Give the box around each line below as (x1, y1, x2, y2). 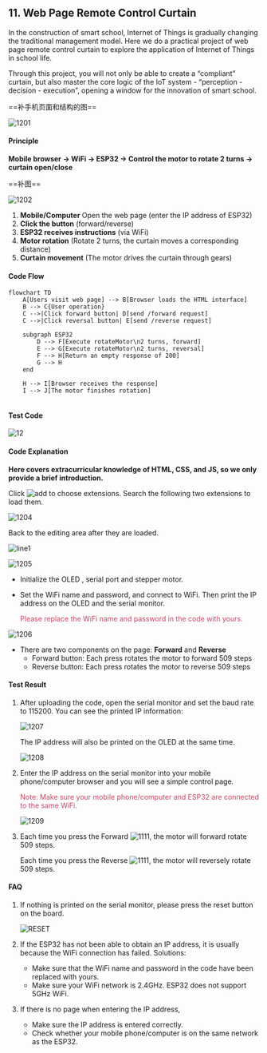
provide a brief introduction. (8, 473, 104, 483)
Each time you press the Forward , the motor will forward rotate (19, 831, 247, 841)
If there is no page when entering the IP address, (19, 1004, 181, 1014)
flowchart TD (8, 289, 52, 297)
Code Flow (8, 271, 45, 280)
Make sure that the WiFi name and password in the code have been (31, 964, 253, 973)
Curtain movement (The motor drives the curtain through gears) (19, 253, 233, 263)
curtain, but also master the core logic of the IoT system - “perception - (8, 77, 243, 86)
